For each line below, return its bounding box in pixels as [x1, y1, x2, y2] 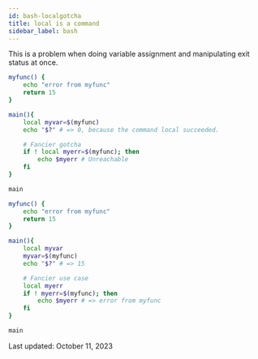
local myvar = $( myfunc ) [23, 118, 100, 126]
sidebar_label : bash [8, 27, 79, 35]
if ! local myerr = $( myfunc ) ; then [23, 147, 140, 156]
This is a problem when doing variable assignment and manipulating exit [8, 49, 250, 59]
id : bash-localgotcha [8, 11, 82, 20]
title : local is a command [8, 19, 100, 28]
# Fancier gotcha [23, 140, 82, 148]
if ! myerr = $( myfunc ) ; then [23, 289, 118, 297]
